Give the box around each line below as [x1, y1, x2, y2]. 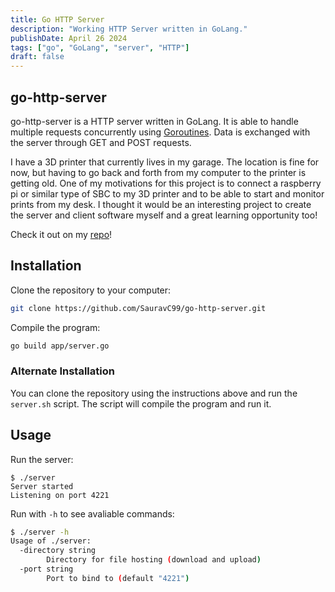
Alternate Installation [10, 364, 115, 378]
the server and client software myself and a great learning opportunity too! [10, 209, 318, 221]
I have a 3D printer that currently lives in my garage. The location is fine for [10, 156, 320, 168]
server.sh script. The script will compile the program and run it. [10, 397, 272, 410]
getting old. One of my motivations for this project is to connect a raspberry [10, 177, 322, 189]
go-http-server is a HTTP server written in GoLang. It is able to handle [10, 115, 299, 127]
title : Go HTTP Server [10, 14, 105, 25]
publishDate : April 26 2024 [10, 33, 128, 43]
